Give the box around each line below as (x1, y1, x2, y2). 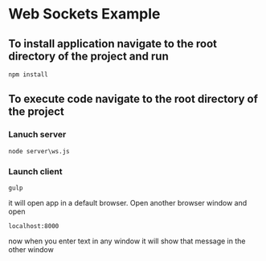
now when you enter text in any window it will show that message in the (8, 236, 246, 246)
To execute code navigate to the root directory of (8, 92, 259, 106)
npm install (8, 71, 48, 79)
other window (8, 244, 54, 254)
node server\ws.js (8, 147, 70, 155)
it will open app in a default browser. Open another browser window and (8, 198, 248, 207)
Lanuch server (8, 129, 67, 141)
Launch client (8, 165, 63, 177)
